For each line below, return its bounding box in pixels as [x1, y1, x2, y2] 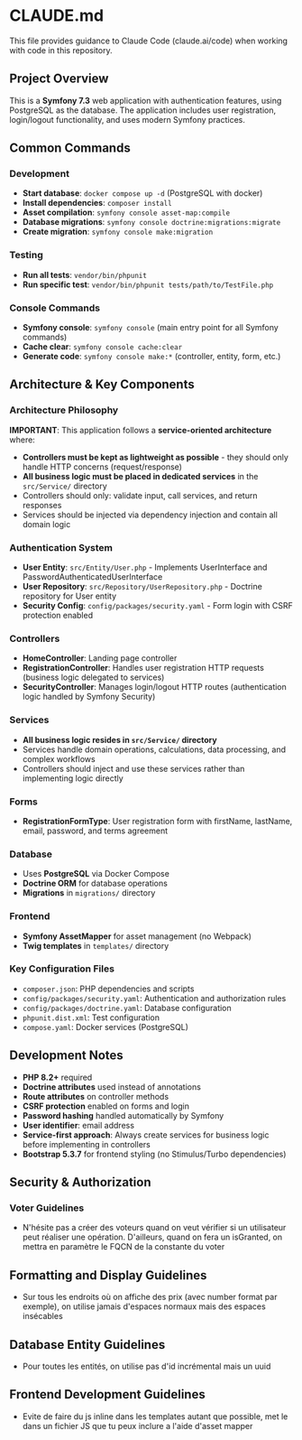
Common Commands [9, 141, 131, 156]
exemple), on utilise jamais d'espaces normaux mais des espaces [22, 1301, 266, 1312]
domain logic [22, 518, 71, 529]
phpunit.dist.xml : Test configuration [22, 1012, 160, 1023]
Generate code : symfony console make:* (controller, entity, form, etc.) [22, 351, 281, 362]
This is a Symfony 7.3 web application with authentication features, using [9, 95, 282, 106]
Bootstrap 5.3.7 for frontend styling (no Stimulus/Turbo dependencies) [22, 1148, 287, 1159]
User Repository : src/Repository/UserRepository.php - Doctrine [22, 581, 263, 592]
